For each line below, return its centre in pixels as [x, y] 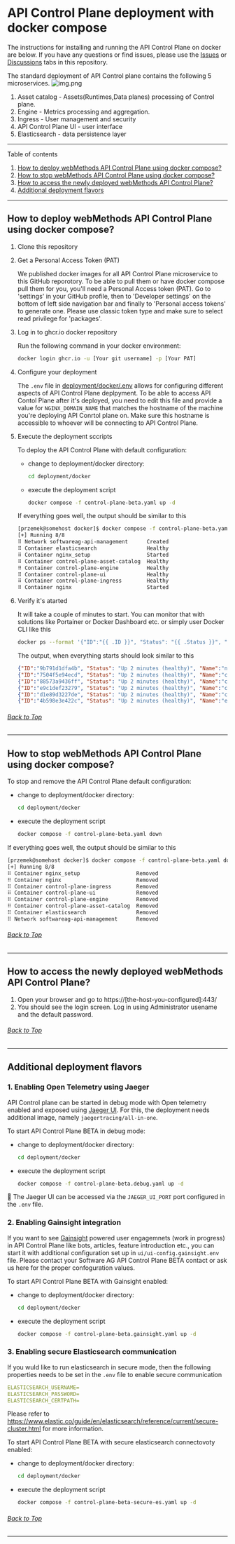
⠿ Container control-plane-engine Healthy [93, 568]
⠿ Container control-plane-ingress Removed [83, 886]
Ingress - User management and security [77, 119]
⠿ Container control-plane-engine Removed [83, 900]
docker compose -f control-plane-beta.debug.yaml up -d [100, 1184]
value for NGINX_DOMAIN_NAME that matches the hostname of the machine [120, 407]
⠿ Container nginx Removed [83, 880]
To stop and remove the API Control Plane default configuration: [99, 781]
